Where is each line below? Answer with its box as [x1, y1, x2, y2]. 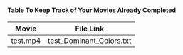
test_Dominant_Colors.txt [47, 36, 132, 46]
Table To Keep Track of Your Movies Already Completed [7, 6, 177, 14]
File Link [75, 24, 105, 34]
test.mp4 [11, 36, 41, 46]
